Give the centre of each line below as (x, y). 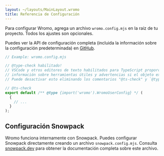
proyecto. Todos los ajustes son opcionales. (49, 33)
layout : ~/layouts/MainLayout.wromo (42, 10)
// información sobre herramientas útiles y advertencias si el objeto (79, 75)
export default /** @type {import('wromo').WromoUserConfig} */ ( (74, 93)
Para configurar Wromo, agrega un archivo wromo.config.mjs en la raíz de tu (82, 28)
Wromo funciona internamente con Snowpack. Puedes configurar (71, 138)
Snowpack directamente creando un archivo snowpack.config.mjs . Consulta (81, 143)
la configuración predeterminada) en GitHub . (50, 48)
